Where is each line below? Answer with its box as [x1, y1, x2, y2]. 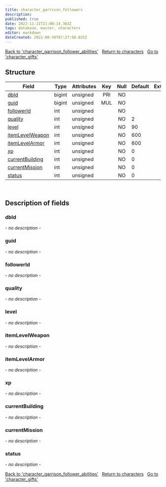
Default [131, 83, 149, 90]
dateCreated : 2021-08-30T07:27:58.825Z [5, 35, 87, 40]
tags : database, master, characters [5, 26, 81, 31]
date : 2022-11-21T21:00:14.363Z [5, 21, 72, 26]
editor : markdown [5, 30, 41, 35]
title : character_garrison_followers [5, 7, 83, 12]
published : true [5, 16, 39, 21]
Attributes [72, 83, 96, 90]
